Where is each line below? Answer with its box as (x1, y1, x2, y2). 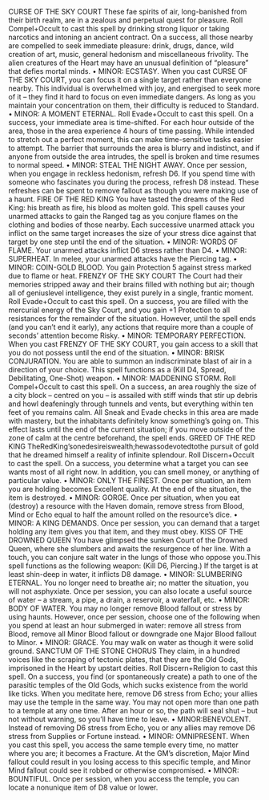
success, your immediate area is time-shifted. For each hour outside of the (8, 118, 255, 127)
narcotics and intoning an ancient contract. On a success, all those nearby (8, 32, 254, 42)
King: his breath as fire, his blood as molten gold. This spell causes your (8, 203, 246, 212)
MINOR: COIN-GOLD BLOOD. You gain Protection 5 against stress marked (8, 262, 252, 272)
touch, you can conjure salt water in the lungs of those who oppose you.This (8, 553, 261, 562)
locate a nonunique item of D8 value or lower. (8, 782, 159, 792)
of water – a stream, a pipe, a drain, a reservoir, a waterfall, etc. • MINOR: (8, 595, 251, 604)
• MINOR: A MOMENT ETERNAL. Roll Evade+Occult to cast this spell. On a (8, 109, 254, 119)
